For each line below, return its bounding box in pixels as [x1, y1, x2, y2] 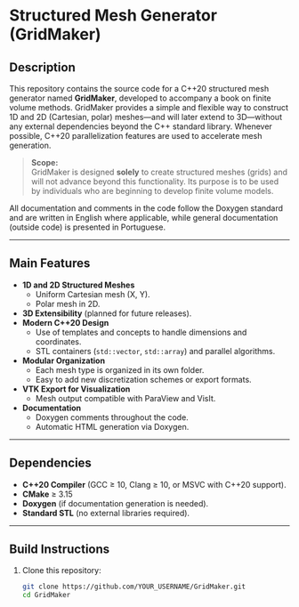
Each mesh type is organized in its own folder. [35, 364, 205, 375]
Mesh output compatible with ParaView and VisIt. [35, 393, 216, 403]
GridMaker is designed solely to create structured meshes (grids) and [30, 166, 287, 177]
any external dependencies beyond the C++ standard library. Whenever [9, 121, 273, 132]
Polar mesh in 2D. [35, 298, 101, 309]
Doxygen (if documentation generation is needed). [21, 498, 209, 508]
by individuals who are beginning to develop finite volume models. [30, 186, 274, 196]
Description [9, 60, 76, 75]
